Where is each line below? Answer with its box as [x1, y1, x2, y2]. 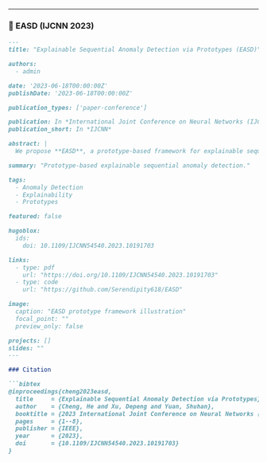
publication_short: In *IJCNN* [8, 125, 112, 134]
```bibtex [8, 380, 41, 389]
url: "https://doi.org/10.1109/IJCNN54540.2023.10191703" [22, 271, 219, 279]
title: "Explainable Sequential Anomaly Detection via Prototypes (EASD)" [8, 45, 261, 54]
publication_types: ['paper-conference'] [8, 104, 148, 112]
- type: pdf [15, 264, 56, 272]
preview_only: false [15, 322, 83, 331]
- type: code [15, 278, 59, 287]
